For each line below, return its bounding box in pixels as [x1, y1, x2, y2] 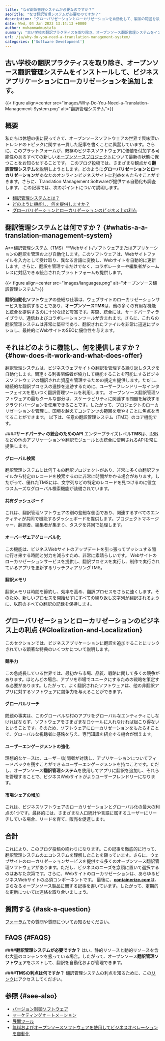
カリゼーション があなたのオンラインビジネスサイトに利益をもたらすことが [5, 172, 156, 178]
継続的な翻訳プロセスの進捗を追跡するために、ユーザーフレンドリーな [5, 384, 147, 389]
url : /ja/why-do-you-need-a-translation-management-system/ [5, 35, 131, 40]
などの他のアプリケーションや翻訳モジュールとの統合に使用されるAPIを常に [5, 437, 158, 443]
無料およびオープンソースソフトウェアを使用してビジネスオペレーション [12, 1024, 158, 1030]
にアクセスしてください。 [14, 976, 65, 982]
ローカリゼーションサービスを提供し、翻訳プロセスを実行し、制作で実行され [5, 558, 160, 564]
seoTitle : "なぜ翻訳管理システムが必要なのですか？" [5, 12, 101, 17]
